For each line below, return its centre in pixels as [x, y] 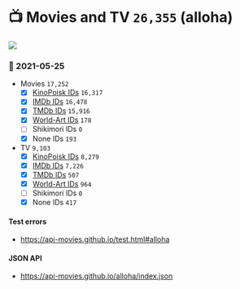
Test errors [28, 221]
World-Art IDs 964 [62, 184]
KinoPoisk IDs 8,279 [65, 156]
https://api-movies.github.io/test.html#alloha [95, 239]
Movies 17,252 [44, 84]
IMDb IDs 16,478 [60, 102]
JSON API [25, 258]
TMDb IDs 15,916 [61, 111]
